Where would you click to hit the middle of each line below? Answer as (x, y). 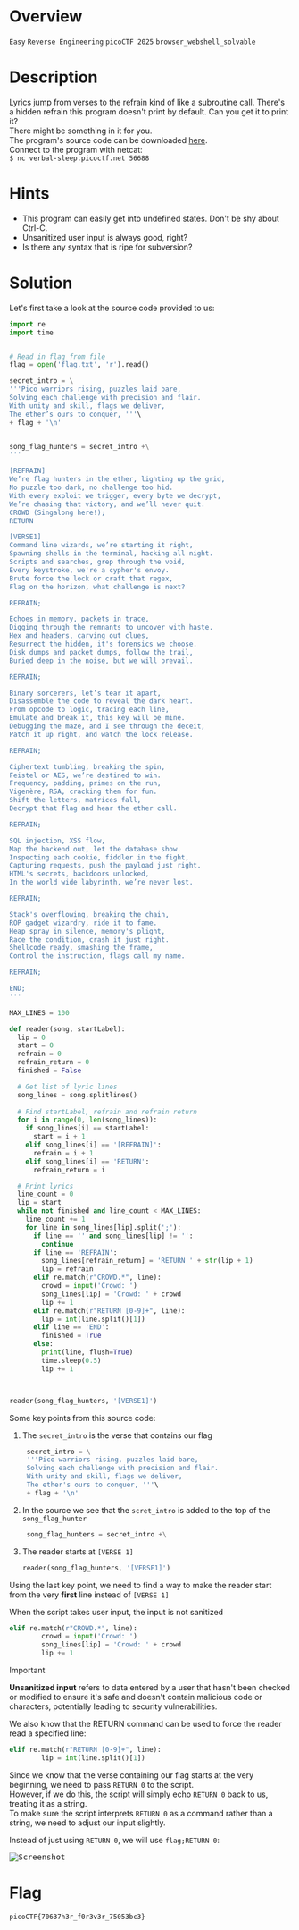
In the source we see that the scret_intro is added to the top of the (146, 1510)
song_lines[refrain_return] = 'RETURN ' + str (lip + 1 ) (147, 1261)
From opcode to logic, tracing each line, (89, 710)
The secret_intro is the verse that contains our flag (117, 1435)
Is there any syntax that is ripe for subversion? (107, 247)
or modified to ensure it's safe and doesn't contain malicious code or (136, 1697)
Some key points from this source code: (83, 1418)
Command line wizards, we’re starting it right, (101, 546)
